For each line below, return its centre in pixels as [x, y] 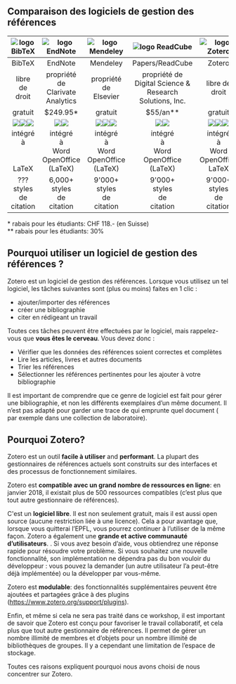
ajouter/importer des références [64, 302]
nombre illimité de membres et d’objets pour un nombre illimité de [102, 638]
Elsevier [106, 96]
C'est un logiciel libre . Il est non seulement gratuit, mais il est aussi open [112, 514]
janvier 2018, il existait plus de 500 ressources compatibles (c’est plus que [115, 493]
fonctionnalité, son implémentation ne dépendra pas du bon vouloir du [109, 559]
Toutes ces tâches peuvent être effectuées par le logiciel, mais [98, 330]
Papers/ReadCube [163, 63]
